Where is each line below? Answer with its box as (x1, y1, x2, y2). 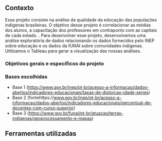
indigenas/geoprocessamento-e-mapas (12, 116, 92, 121)
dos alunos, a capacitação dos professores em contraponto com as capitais (5, 27, 157, 33)
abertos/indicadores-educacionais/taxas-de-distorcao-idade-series (12, 90, 149, 96)
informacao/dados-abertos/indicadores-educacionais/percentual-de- (12, 100, 152, 106)
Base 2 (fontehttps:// (12, 95, 54, 101)
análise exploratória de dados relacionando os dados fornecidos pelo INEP (5, 38, 155, 43)
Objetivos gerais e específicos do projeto (5, 60, 104, 67)
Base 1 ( (12, 84, 28, 90)
